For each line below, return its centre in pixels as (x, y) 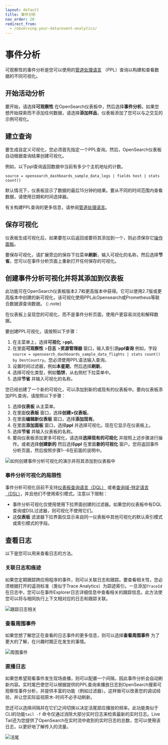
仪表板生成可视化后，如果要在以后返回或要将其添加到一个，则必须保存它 (79, 238)
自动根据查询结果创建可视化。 (36, 156)
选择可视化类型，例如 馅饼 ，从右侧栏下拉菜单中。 (63, 373)
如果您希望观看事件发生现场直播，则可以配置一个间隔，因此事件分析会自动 (82, 678)
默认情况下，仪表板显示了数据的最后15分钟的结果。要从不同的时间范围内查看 (84, 190)
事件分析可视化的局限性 (33, 475)
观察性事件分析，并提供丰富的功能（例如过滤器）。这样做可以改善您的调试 (81, 691)
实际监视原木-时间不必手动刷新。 (61, 697)
